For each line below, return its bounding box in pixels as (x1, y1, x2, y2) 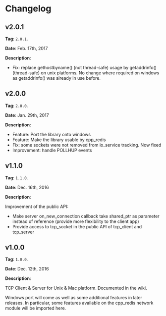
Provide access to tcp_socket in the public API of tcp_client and (12, 223, 142, 229)
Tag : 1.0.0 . (5, 256, 28, 263)
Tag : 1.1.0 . (5, 174, 28, 181)
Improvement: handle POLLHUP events (12, 147, 92, 153)
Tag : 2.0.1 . (5, 36, 28, 42)
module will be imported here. (5, 305, 66, 311)
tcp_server (12, 229, 35, 235)
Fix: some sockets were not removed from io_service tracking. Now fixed (12, 142, 162, 148)
